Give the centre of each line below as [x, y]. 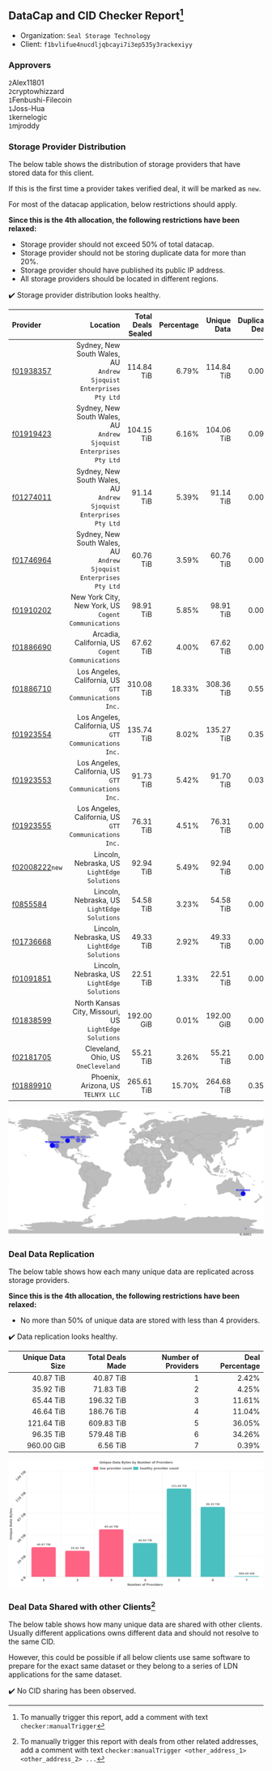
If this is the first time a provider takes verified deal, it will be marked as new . [135, 189]
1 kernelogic [28, 118]
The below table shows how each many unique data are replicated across [131, 1271]
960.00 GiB [47, 1446]
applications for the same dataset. [65, 1675]
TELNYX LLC [102, 1095]
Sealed [140, 333]
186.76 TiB [108, 1412]
